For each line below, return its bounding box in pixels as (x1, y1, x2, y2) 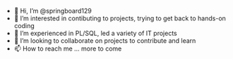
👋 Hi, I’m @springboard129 (13, 7, 92, 15)
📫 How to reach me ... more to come (13, 44, 122, 53)
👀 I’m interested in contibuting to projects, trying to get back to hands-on (13, 14, 226, 22)
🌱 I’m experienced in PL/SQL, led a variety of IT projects (13, 29, 178, 37)
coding (13, 22, 35, 29)
